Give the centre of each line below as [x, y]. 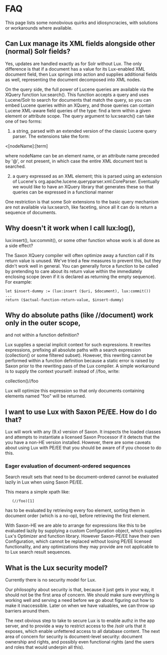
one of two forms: [23, 121]
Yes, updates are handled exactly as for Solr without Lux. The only [73, 64]
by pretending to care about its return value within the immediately [74, 271]
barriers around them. [28, 611]
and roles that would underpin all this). [45, 647]
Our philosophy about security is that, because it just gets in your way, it [79, 590]
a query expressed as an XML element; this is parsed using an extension [87, 176]
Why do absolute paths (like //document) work [79, 315]
